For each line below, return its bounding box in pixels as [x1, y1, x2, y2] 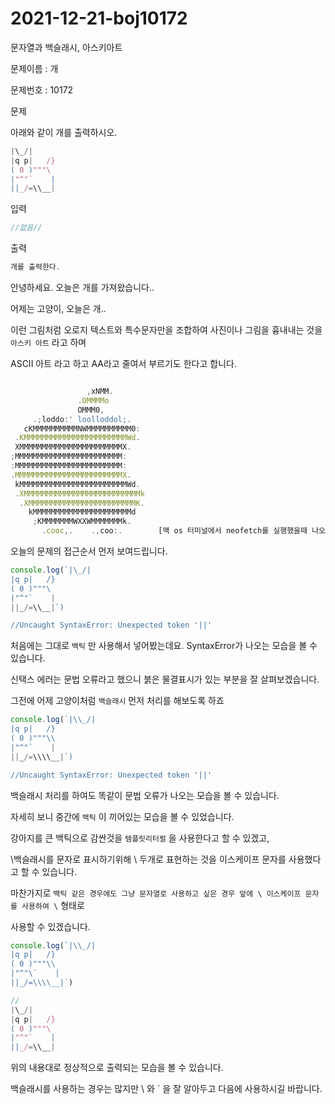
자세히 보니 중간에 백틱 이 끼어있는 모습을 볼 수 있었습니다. [10, 810, 235, 822]
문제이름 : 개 [10, 62, 59, 74]
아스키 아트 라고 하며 [10, 337, 87, 349]
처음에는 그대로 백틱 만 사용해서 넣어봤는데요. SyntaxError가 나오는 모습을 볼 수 [10, 640, 318, 652]
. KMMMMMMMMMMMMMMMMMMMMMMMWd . [14, 433, 141, 443]
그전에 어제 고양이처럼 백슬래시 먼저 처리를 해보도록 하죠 [10, 695, 225, 707]
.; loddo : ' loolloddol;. [32, 414, 132, 424]
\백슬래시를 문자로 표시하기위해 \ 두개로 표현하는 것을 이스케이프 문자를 [10, 853, 287, 865]
